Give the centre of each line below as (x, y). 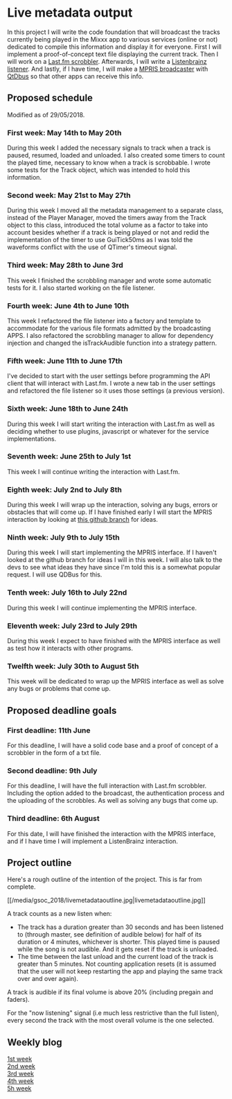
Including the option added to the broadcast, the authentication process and (116, 793)
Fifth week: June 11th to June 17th (65, 361)
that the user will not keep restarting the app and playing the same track (120, 971)
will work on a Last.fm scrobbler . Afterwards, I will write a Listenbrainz (107, 61)
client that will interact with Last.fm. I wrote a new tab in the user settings (111, 384)
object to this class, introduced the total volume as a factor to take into (108, 225)
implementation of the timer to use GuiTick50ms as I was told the (100, 240)
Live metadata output (70, 13)
